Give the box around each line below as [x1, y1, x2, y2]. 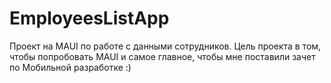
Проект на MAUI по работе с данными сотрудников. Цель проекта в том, [9, 40, 322, 52]
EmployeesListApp [9, 7, 170, 30]
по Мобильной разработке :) [9, 61, 132, 73]
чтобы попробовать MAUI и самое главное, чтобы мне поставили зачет [9, 50, 316, 62]
